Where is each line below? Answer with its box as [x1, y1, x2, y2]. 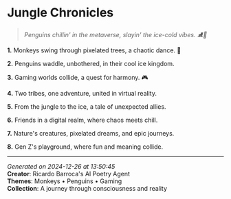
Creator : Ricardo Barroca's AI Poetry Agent [7, 169, 131, 178]
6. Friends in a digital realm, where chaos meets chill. [7, 116, 158, 124]
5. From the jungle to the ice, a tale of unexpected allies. [7, 102, 166, 111]
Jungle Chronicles [7, 5, 114, 21]
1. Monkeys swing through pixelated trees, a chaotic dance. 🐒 [7, 46, 181, 54]
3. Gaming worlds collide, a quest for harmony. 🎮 [7, 73, 148, 81]
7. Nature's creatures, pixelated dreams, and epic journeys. [7, 129, 175, 137]
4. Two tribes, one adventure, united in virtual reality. [7, 89, 157, 97]
